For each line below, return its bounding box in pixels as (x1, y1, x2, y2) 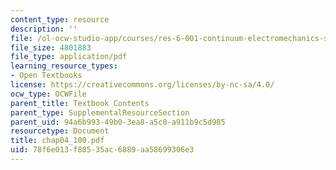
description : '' (10, 24, 78, 34)
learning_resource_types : (10, 61, 118, 71)
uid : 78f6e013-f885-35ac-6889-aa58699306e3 (10, 145, 195, 155)
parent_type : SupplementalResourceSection (10, 107, 190, 118)
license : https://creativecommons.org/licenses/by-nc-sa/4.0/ (10, 80, 275, 90)
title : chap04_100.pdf (10, 136, 105, 146)
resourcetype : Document (10, 126, 110, 136)
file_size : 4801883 (10, 42, 92, 53)
